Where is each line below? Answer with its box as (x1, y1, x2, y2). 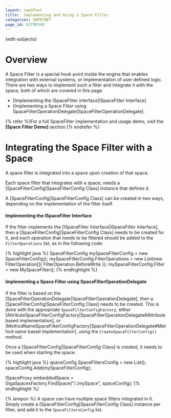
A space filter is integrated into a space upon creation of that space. (5, 170, 149, 176)
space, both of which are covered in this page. (5, 88, 103, 94)
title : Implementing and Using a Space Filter (5, 12, 109, 18)
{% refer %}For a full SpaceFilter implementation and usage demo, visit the (5, 118, 164, 125)
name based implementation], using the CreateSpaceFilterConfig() (14, 328, 157, 335)
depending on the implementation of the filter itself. (5, 201, 114, 207)
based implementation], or (5, 317, 61, 323)
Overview (5, 54, 48, 66)
